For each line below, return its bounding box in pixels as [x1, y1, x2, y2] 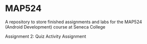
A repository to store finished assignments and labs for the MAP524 [5, 19, 142, 25]
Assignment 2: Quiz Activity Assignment [5, 33, 86, 39]
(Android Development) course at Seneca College [5, 24, 106, 29]
